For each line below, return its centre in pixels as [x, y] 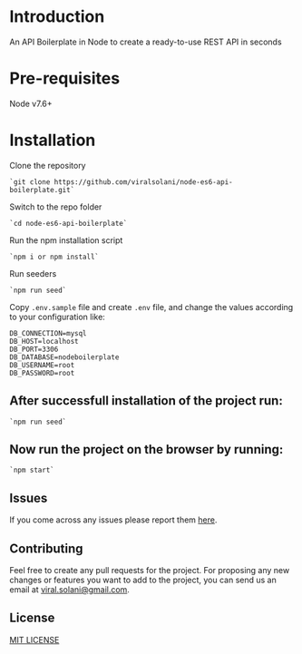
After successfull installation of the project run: [146, 401]
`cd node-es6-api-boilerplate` [68, 223]
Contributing [46, 548]
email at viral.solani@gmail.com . [69, 590]
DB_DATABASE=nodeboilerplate [64, 357]
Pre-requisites [65, 78]
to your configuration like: [58, 317]
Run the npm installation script [66, 240]
